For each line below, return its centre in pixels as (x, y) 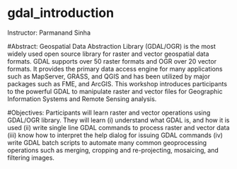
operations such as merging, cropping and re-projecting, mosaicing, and (113, 150)
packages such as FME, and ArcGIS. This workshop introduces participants (117, 83)
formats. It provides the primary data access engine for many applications (115, 69)
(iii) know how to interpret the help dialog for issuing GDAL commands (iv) (115, 135)
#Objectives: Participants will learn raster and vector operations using (109, 112)
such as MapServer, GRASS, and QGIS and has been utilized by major (109, 76)
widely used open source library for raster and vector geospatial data (108, 54)
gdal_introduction (61, 13)
